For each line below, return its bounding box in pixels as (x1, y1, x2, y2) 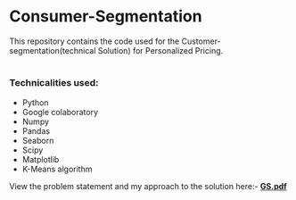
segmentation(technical (9, 45, 96, 55)
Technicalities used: (9, 77, 100, 89)
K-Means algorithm (21, 163, 93, 174)
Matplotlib (21, 154, 60, 164)
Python (21, 96, 49, 108)
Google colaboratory (21, 106, 99, 117)
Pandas (21, 125, 51, 136)
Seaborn (21, 135, 54, 146)
